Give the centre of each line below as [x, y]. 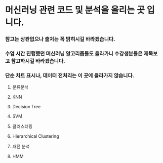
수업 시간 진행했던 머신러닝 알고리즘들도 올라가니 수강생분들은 [74, 54]
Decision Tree [26, 107]
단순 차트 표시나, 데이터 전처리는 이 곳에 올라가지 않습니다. [70, 76]
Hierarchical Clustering [36, 136]
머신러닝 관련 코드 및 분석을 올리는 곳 [75, 10]
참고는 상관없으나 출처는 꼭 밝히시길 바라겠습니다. [60, 39]
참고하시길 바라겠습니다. [38, 61]
